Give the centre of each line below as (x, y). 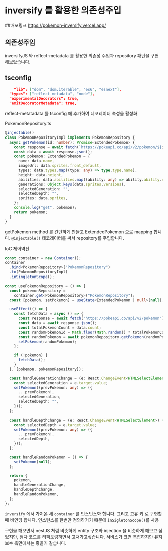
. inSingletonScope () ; (32, 277)
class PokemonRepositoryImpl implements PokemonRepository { (70, 137)
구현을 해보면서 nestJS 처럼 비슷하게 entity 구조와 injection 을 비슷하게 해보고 (81, 530)
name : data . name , (36, 161)
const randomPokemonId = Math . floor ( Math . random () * (74, 332)
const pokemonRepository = (38, 291)
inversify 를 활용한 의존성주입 (63, 10)
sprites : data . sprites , (43, 198)
